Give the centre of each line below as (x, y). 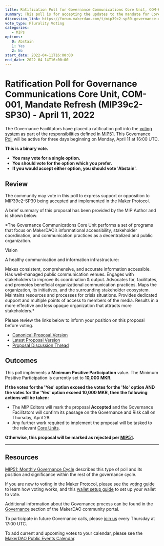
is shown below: (21, 215)
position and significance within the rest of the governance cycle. (71, 474)
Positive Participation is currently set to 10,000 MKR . (58, 378)
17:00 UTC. (16, 523)
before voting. (19, 325)
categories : (17, 28)
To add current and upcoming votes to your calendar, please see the (74, 533)
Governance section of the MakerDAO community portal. (62, 509)
